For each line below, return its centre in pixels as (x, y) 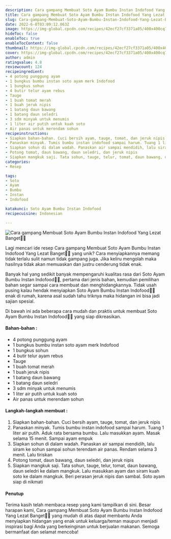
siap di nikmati (28, 482)
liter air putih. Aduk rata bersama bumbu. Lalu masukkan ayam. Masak (86, 433)
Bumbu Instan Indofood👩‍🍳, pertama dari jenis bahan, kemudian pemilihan (82, 279)
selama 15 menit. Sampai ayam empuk (53, 438)
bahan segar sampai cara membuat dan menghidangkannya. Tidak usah (81, 285)
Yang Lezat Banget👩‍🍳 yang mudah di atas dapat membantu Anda (74, 516)
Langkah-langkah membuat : (36, 411)
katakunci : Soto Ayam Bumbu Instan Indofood (53, 209)
